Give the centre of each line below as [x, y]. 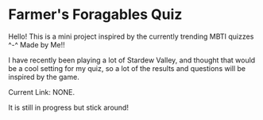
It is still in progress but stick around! [69, 107]
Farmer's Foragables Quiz [95, 15]
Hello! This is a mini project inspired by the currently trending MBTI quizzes [131, 36]
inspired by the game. [44, 77]
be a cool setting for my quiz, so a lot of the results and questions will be [127, 68]
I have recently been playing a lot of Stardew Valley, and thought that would [132, 60]
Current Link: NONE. [42, 92]
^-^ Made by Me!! [37, 44]
